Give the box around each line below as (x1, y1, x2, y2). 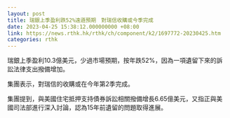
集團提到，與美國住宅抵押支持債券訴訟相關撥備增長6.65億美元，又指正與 (7, 95, 217, 103)
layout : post (7, 10, 46, 17)
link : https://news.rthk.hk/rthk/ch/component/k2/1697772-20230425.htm (7, 29, 221, 37)
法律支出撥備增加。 (13, 65, 69, 73)
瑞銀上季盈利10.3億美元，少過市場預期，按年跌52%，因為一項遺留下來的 (7, 57, 217, 65)
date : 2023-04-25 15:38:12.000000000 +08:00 (7, 23, 140, 30)
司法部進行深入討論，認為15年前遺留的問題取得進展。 (13, 103, 167, 112)
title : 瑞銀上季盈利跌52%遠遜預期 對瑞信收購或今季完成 (7, 17, 154, 24)
